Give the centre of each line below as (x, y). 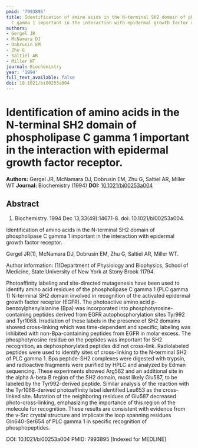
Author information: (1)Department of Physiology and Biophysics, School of (97, 265)
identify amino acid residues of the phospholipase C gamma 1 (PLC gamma (97, 289)
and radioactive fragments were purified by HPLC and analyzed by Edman (96, 365)
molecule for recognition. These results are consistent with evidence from (96, 408)
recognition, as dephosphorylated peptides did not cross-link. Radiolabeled (98, 346)
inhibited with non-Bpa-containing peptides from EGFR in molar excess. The (99, 333)
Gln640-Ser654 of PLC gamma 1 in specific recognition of (77, 421)
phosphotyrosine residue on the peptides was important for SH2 (84, 339)
